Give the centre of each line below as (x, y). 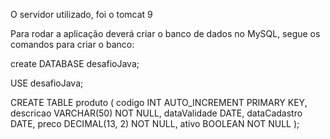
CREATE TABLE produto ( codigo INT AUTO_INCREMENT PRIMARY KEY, (159, 102)
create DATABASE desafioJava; (75, 63)
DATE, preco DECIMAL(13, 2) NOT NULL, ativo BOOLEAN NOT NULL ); (155, 123)
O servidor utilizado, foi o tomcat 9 (81, 14)
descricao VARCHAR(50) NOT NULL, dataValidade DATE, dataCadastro (156, 113)
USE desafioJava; (47, 83)
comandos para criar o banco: (72, 44)
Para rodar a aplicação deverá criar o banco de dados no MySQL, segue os (165, 33)
